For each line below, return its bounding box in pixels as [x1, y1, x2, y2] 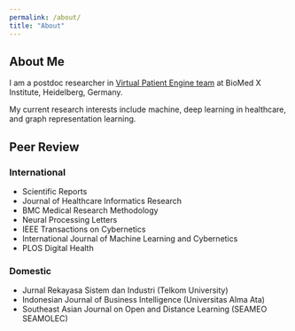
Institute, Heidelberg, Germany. [9, 87, 123, 98]
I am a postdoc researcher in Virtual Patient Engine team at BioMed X [9, 77, 261, 89]
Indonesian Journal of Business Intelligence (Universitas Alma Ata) [21, 295, 266, 305]
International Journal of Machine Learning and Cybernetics [21, 233, 238, 244]
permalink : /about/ [9, 12, 82, 22]
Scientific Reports [21, 186, 88, 196]
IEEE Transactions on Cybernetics [21, 224, 146, 234]
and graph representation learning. [9, 114, 136, 124]
